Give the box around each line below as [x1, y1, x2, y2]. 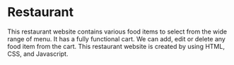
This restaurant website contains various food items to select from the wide [7, 27, 228, 36]
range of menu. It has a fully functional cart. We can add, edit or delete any [7, 34, 226, 43]
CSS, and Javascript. [7, 50, 69, 58]
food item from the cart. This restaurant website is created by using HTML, [7, 42, 225, 50]
